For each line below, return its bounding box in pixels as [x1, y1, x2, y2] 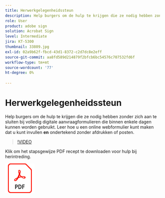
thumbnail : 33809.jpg [5, 44, 50, 49]
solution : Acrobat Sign [5, 29, 54, 34]
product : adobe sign [5, 24, 48, 29]
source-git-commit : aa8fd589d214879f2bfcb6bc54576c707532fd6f [5, 55, 135, 60]
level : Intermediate [5, 34, 48, 39]
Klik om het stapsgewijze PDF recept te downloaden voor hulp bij [5, 148, 137, 154]
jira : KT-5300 [5, 39, 34, 44]
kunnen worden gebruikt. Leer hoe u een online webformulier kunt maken [5, 124, 154, 130]
